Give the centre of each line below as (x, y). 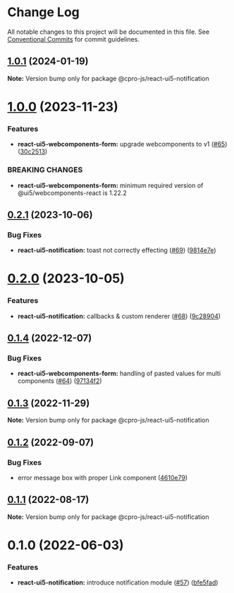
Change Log (43, 12)
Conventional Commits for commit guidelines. (73, 39)
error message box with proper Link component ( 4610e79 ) (103, 477)
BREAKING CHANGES (45, 170)
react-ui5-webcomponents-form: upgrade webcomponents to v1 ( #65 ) (122, 144)
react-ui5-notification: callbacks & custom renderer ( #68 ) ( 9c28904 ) (119, 316)
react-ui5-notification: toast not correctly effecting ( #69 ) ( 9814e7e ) (117, 250)
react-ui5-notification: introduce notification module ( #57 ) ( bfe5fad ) (118, 582)
